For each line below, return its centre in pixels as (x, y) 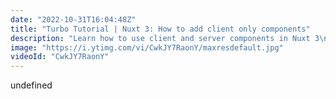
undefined (31, 85)
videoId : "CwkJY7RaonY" (60, 57)
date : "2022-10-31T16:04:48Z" (73, 19)
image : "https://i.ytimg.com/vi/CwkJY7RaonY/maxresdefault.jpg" (147, 47)
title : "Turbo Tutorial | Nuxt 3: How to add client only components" (160, 29)
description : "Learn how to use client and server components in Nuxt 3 (165, 38)
